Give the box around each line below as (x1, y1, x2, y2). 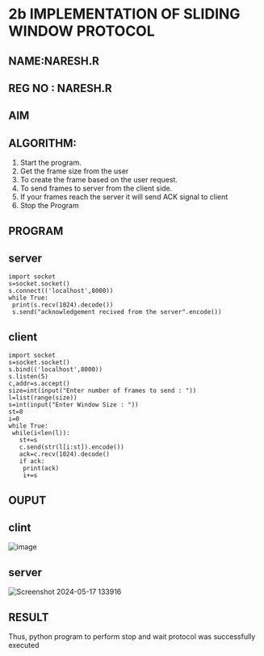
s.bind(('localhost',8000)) (8, 366, 103, 374)
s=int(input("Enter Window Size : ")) (8, 401, 139, 409)
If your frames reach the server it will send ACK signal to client (19, 192, 228, 202)
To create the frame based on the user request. (19, 175, 178, 185)
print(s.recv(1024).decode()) (11, 301, 114, 309)
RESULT (8, 610, 49, 624)
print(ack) (23, 465, 60, 473)
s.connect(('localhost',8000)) (8, 287, 114, 295)
